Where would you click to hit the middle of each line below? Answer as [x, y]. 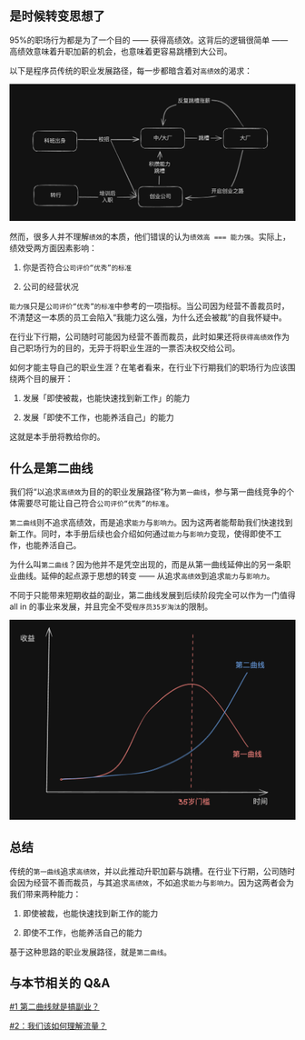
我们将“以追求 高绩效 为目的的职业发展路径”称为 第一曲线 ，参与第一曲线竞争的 [148, 492]
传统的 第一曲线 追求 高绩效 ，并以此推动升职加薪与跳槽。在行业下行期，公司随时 [152, 871]
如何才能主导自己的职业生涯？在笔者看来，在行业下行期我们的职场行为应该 [148, 367]
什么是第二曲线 [51, 468]
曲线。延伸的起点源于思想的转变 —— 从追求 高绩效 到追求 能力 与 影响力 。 [146, 576]
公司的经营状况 [50, 287]
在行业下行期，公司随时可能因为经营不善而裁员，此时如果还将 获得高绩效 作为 [150, 337]
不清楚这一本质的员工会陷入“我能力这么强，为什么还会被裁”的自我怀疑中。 [148, 317]
